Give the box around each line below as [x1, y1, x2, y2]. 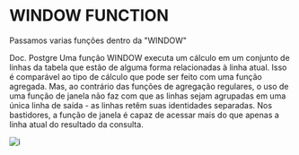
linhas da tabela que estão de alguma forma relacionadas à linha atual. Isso [9, 62, 287, 73]
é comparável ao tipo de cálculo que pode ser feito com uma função [9, 71, 262, 82]
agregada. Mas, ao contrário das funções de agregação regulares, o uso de [9, 81, 289, 91]
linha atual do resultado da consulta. [9, 118, 144, 130]
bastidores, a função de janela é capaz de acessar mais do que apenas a [9, 109, 280, 120]
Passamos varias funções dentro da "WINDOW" [9, 35, 187, 46]
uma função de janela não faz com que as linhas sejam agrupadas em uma [9, 90, 286, 101]
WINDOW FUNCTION [9, 5, 169, 26]
